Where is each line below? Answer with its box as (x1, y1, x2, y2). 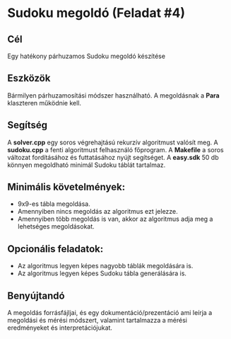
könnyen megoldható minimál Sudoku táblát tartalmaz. (7, 161, 166, 169)
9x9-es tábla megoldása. (17, 200, 90, 208)
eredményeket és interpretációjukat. (7, 323, 113, 332)
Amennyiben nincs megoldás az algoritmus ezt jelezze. (17, 207, 178, 216)
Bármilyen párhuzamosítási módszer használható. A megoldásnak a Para (7, 91, 220, 100)
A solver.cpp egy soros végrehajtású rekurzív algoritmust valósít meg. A (7, 138, 218, 146)
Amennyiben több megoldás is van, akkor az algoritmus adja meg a (17, 214, 213, 224)
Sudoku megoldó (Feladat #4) (7, 5, 186, 21)
